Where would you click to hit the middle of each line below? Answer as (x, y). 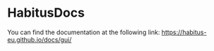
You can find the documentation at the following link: (84, 32)
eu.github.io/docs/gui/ (39, 39)
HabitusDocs (46, 13)
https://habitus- (184, 32)
